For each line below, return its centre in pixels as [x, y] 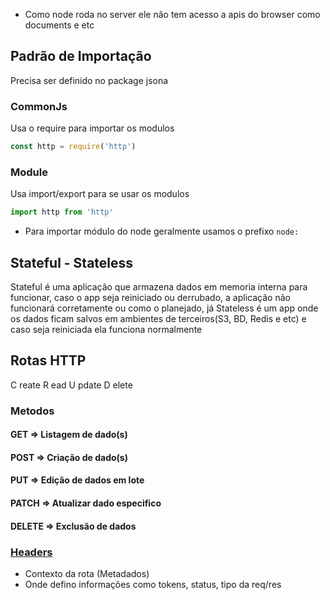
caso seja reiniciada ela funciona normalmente [106, 329]
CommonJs [39, 106]
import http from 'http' [62, 212]
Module [29, 172]
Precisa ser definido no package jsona [89, 80]
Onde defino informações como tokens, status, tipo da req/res [153, 584]
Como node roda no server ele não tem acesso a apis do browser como [172, 14]
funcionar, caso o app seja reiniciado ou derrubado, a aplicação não [150, 297]
